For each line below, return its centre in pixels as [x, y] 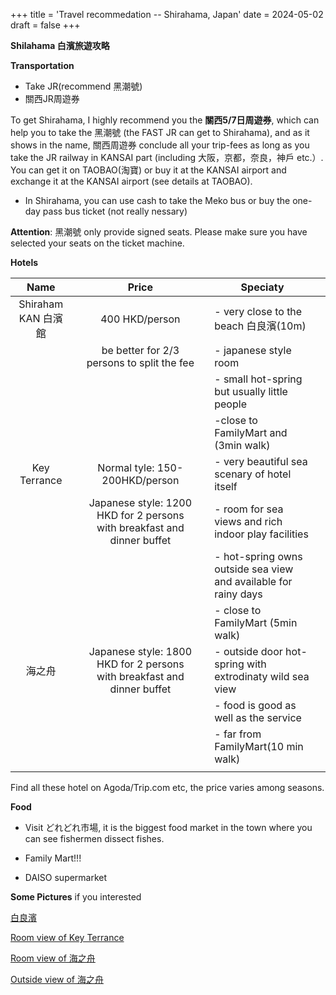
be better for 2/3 [140, 350]
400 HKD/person [140, 319]
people [230, 404]
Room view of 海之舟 [53, 958]
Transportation [42, 65]
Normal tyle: [126, 467]
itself [226, 486]
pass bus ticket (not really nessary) [115, 211]
